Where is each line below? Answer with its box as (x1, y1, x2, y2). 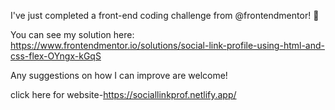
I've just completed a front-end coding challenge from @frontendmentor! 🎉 (10, 10, 320, 21)
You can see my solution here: (10, 29, 135, 40)
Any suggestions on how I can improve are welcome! (10, 70, 228, 81)
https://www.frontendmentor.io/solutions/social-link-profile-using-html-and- (10, 40, 325, 51)
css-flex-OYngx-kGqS (10, 50, 102, 62)
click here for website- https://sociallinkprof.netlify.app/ (10, 89, 237, 100)
